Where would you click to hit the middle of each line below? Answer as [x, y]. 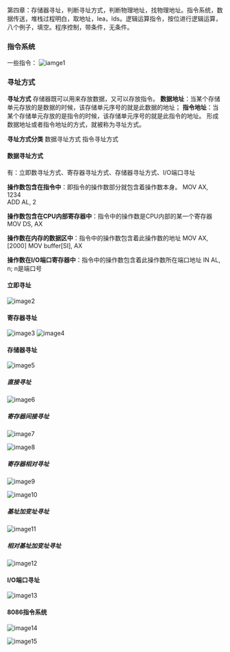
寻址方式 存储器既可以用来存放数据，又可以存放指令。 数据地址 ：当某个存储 [114, 99]
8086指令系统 [27, 612]
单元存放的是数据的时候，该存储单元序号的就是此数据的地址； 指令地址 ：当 [113, 107]
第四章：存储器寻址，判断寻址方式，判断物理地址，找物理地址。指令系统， [112, 10]
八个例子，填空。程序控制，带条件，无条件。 [70, 27]
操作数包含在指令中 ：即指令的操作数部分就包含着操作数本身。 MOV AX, [108, 186]
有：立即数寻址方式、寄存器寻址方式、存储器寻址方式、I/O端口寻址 [101, 172]
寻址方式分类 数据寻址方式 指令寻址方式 [63, 138]
